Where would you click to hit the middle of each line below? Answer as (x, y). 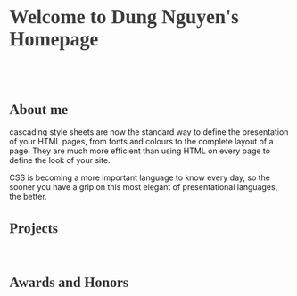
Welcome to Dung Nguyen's (124, 17)
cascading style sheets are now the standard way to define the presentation (149, 132)
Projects (33, 228)
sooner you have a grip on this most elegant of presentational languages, (144, 187)
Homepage (54, 39)
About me (39, 110)
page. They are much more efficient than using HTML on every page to (140, 151)
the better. (28, 197)
